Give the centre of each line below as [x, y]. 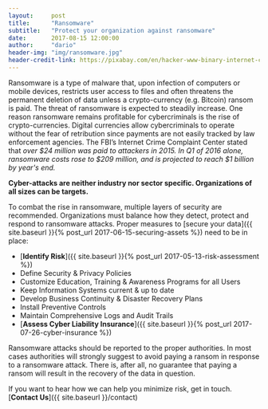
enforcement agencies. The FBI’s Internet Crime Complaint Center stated [128, 142]
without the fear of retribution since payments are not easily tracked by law [132, 133]
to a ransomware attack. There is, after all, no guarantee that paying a [123, 364]
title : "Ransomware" [51, 23]
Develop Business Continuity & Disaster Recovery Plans [111, 298]
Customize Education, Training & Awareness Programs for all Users [130, 281]
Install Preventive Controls [63, 307]
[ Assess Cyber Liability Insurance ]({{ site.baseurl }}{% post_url [126, 324]
